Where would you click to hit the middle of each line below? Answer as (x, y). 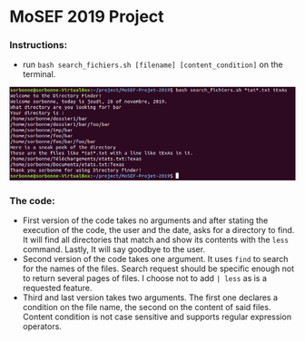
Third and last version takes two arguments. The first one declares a (150, 297)
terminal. (39, 74)
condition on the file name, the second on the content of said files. (147, 307)
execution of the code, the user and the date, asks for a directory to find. (158, 230)
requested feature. (57, 288)
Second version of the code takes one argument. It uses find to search (155, 259)
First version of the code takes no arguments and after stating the (145, 220)
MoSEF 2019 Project (87, 17)
